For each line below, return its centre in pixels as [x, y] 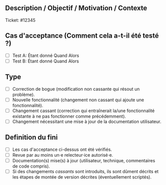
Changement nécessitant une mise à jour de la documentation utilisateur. [87, 122]
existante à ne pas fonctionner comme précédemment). [69, 116]
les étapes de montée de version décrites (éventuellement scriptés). [82, 177]
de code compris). [31, 166]
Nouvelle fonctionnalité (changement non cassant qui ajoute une [78, 100]
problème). [24, 94]
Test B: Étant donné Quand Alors [46, 61]
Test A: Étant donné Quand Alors [46, 55]
